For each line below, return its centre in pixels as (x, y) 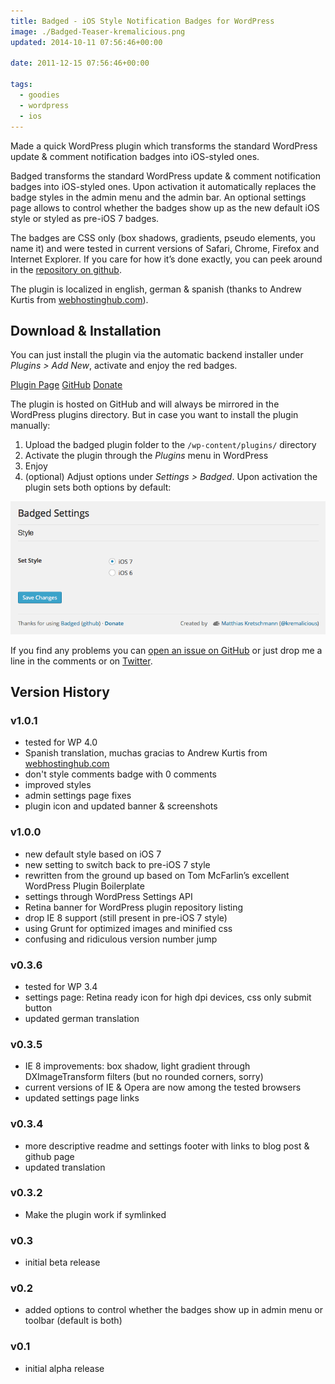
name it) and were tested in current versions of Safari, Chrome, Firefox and (165, 248)
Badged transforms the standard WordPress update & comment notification (166, 176)
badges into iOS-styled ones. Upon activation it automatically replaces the (163, 186)
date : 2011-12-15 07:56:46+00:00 (80, 63)
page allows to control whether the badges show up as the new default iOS (165, 207)
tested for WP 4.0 (61, 742)
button (38, 1007)
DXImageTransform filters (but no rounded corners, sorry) (144, 1077)
